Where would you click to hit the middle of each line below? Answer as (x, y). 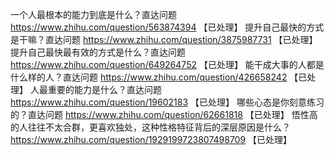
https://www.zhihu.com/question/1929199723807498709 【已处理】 (151, 139)
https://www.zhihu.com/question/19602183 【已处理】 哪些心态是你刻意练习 (167, 102)
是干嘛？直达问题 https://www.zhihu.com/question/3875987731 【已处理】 (164, 39)
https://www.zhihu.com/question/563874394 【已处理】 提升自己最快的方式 (167, 27)
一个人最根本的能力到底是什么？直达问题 (93, 14)
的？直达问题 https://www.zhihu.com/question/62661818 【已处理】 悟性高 (164, 114)
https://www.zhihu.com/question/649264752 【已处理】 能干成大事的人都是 (167, 64)
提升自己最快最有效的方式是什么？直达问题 (98, 52)
